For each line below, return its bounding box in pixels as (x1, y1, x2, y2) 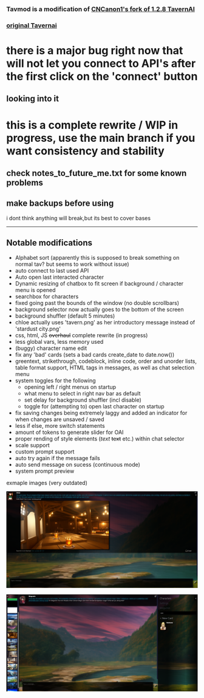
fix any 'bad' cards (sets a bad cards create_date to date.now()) (15, 351, 175, 358)
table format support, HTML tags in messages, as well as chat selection (15, 364, 194, 371)
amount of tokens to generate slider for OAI (15, 428, 124, 436)
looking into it (6, 94, 59, 104)
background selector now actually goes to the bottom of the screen (15, 305, 184, 313)
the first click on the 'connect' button (6, 69, 198, 83)
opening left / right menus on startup (24, 383, 117, 391)
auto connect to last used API (15, 267, 89, 274)
